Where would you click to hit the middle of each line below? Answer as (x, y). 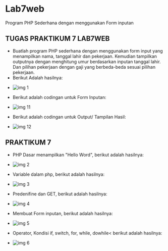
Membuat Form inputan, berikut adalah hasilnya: (63, 213)
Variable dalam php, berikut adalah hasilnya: (59, 174)
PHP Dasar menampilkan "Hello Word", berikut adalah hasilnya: (78, 155)
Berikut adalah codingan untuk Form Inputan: (59, 97)
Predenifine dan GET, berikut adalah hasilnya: (60, 194)
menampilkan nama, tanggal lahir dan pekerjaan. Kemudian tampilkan (85, 56)
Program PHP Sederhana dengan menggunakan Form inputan (69, 23)
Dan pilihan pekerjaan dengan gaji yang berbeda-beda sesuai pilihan (84, 67)
